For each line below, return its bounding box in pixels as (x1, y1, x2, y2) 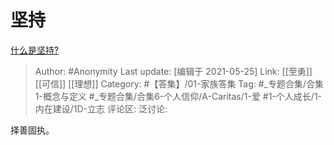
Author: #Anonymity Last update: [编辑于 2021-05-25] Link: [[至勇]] (34, 65, 313, 77)
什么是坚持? (10, 44, 60, 56)
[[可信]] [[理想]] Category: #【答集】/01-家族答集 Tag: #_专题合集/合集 (34, 77, 325, 90)
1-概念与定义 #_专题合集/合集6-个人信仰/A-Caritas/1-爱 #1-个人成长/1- (34, 90, 323, 102)
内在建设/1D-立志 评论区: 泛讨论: (34, 102, 168, 115)
